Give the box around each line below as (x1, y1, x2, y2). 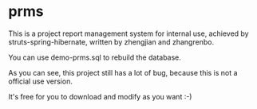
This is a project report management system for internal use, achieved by (8, 29, 249, 38)
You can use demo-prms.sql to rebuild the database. (8, 53, 182, 62)
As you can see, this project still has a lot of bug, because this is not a (8, 68, 238, 77)
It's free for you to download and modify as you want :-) (8, 91, 192, 101)
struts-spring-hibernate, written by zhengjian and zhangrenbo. (8, 37, 214, 46)
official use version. (8, 76, 73, 86)
